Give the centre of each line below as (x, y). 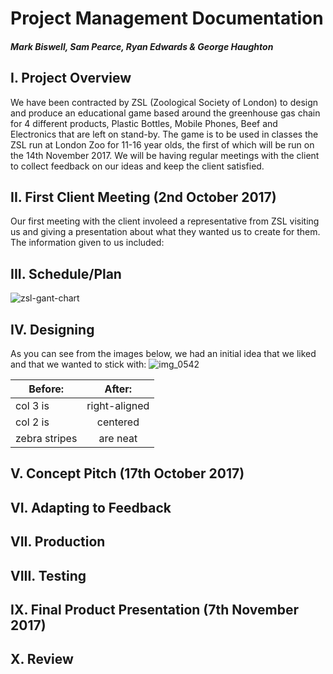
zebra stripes (46, 439)
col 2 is (32, 422)
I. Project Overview (71, 78)
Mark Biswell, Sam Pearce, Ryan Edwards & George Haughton (142, 46)
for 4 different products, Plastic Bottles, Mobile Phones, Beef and (144, 123)
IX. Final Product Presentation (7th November (154, 609)
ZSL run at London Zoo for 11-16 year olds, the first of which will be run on (162, 144)
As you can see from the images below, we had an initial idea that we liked (163, 354)
